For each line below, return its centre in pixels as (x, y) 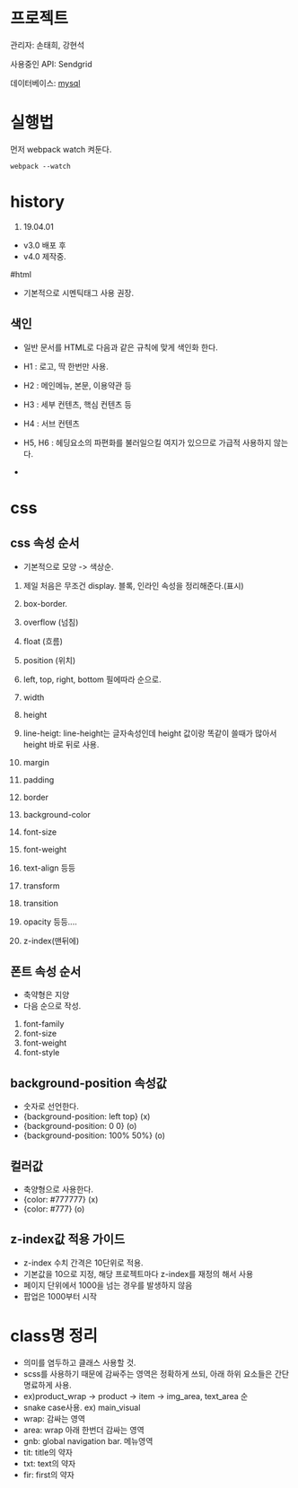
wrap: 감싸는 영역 (54, 1418)
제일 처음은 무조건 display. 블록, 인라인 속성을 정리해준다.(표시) (134, 585)
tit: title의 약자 (48, 1452)
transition (41, 903)
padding (39, 779)
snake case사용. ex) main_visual (82, 1407)
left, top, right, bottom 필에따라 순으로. (92, 679)
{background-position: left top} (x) (87, 1116)
